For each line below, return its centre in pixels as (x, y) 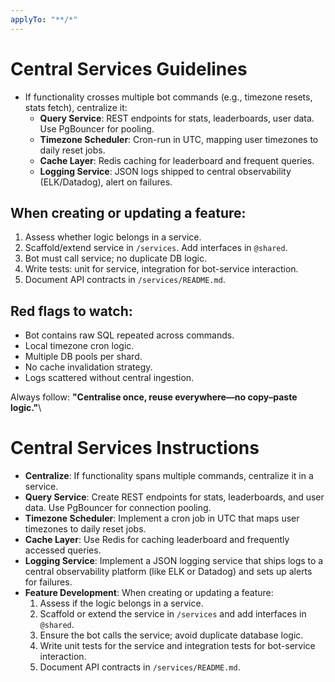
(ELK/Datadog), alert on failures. (106, 182)
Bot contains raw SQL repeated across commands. (129, 335)
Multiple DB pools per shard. (83, 357)
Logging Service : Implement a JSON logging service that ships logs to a (174, 561)
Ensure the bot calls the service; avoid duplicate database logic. (171, 635)
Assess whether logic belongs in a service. (113, 237)
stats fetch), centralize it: (76, 107)
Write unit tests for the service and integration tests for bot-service (177, 646)
